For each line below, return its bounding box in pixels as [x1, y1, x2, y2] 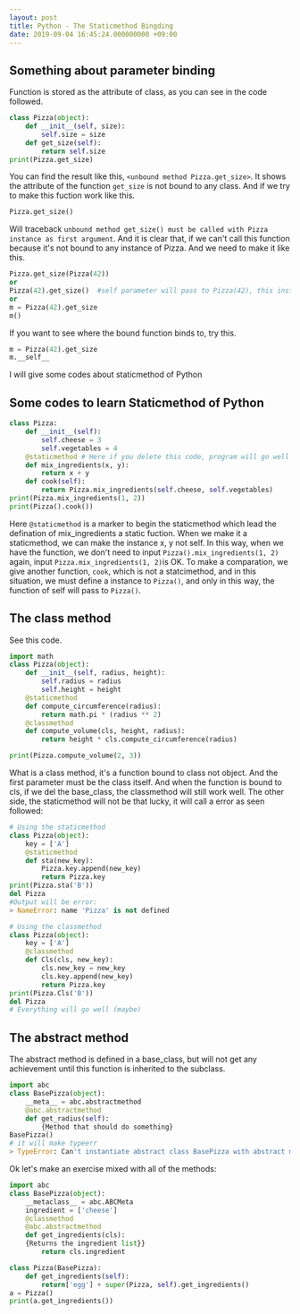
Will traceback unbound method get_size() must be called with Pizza [9, 224, 269, 235]
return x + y [41, 469, 90, 478]
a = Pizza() [9, 1288, 54, 1298]
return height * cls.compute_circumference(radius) [41, 735, 238, 744]
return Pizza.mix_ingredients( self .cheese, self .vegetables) [41, 485, 274, 495]
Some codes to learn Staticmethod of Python [9, 395, 265, 410]
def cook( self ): [25, 477, 87, 486]
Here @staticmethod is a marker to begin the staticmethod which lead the [9, 518, 277, 529]
